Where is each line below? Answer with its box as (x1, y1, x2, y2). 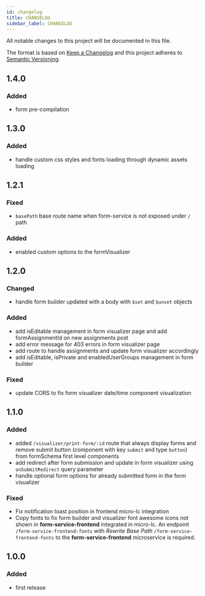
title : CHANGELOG (6, 15, 51, 21)
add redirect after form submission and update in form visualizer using (15, 459, 193, 466)
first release (15, 584, 46, 591)
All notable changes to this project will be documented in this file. (6, 37, 172, 45)
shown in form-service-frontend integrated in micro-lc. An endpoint (15, 521, 189, 528)
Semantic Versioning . (6, 56, 60, 63)
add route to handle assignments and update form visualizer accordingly (15, 347, 199, 354)
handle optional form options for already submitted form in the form (15, 472, 187, 479)
